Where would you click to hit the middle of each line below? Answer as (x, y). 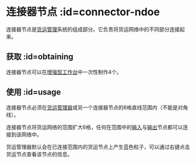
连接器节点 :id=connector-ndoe (83, 12)
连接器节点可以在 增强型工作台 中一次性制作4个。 (64, 72)
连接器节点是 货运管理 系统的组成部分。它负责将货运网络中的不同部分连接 (93, 29)
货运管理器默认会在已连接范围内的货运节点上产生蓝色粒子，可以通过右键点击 (98, 147)
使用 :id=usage (34, 92)
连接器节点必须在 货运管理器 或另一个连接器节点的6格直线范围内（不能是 (92, 107)
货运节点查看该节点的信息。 (39, 154)
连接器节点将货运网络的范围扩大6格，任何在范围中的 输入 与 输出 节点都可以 (94, 127)
